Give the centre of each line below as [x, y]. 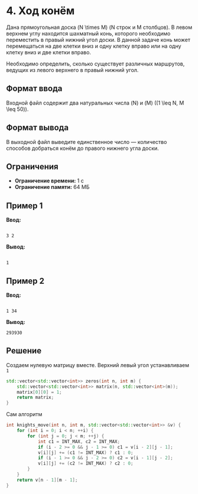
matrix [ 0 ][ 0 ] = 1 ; [39, 392]
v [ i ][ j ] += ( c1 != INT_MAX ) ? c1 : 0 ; [85, 453]
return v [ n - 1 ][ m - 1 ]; [47, 480]
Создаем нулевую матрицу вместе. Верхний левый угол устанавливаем [98, 365]
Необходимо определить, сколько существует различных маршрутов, [95, 64]
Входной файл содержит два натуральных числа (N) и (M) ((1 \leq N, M [95, 103]
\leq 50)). [17, 109]
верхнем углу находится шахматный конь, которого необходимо [88, 33]
